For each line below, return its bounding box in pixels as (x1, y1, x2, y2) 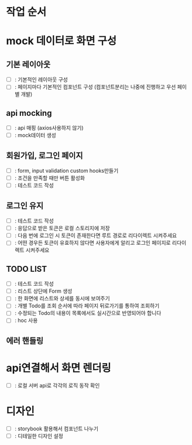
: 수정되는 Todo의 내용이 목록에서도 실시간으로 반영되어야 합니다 (14, 310, 162, 317)
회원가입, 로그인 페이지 (6, 150, 83, 160)
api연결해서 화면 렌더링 (6, 361, 111, 375)
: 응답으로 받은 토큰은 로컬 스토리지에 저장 (14, 225, 110, 232)
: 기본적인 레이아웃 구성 (14, 76, 68, 83)
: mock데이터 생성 (14, 132, 57, 139)
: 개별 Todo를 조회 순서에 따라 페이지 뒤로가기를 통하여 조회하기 (14, 302, 160, 309)
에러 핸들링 (6, 336, 44, 345)
